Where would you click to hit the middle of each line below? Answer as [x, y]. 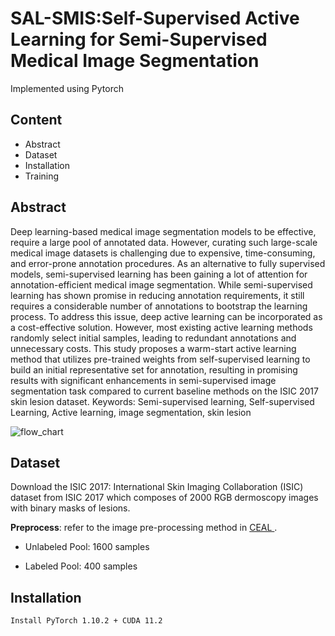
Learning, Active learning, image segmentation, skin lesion [131, 412]
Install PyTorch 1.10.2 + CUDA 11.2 [86, 621]
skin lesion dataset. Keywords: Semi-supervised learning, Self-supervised [162, 401]
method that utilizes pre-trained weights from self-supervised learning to [160, 359]
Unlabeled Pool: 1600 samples [87, 547]
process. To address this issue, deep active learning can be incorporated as [166, 316]
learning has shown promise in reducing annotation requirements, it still [157, 295]
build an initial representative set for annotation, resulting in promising [154, 369]
